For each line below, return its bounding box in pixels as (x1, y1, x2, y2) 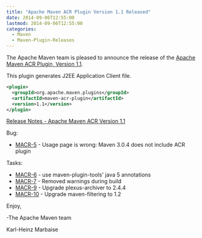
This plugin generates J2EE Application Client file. (6, 72, 132, 79)
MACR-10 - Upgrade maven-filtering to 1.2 (15, 191, 122, 198)
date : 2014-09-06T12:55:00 (6, 15, 75, 21)
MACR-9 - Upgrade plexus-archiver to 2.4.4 (15, 184, 126, 192)
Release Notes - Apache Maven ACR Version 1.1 (6, 117, 126, 125)
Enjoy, (6, 202, 22, 210)
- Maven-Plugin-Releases (12, 37, 75, 43)
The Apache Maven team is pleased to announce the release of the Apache (6, 54, 196, 61)
